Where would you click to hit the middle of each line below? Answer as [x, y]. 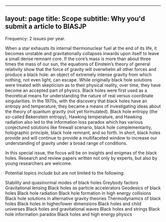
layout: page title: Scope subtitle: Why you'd [75, 19]
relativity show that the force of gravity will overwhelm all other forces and [81, 69]
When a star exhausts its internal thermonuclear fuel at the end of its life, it [81, 48]
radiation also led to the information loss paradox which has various [74, 122]
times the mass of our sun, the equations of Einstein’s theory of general [78, 64]
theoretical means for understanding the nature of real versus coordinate [79, 95]
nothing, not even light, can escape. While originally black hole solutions [79, 79]
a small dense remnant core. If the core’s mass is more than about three [78, 59]
